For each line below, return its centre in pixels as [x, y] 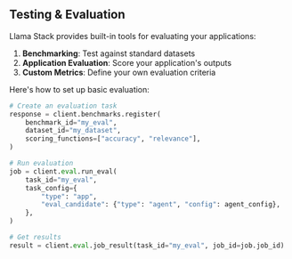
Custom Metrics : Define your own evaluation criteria [119, 72]
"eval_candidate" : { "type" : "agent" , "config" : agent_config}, [161, 205]
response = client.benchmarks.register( [85, 114]
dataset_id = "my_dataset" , [73, 131]
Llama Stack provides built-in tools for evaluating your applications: [133, 36]
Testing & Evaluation [68, 15]
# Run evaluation [41, 164]
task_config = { [51, 188]
